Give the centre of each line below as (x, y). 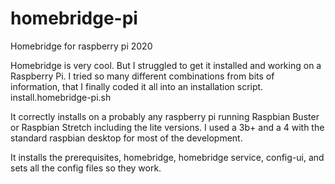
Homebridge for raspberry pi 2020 (81, 46)
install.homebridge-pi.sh (61, 97)
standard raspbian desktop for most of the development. (126, 138)
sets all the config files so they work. (86, 168)
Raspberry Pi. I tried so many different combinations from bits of (142, 76)
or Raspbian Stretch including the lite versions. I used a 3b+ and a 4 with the (167, 127)
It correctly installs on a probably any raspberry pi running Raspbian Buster (165, 116)
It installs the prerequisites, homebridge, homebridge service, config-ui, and (167, 157)
